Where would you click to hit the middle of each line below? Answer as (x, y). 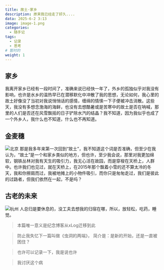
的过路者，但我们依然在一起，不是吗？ (43, 179)
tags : (10, 37)
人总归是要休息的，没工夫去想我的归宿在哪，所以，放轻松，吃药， (86, 208)
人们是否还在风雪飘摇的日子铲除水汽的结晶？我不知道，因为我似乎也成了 (86, 113)
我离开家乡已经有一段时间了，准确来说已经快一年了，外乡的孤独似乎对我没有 (82, 89)
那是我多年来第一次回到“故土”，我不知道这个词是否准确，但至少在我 (88, 149)
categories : (17, 28)
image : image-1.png (25, 23)
